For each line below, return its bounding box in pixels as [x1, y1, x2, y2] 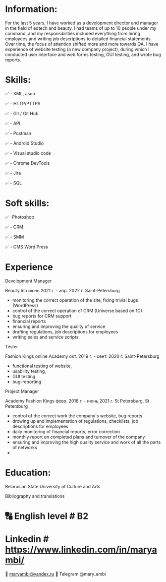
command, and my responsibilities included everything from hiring [5, 30, 140, 36]
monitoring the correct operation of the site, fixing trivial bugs [12, 297, 138, 303]
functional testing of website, [12, 363, 72, 369]
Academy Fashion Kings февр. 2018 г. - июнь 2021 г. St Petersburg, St [5, 398, 150, 404]
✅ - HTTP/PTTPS [5, 100, 41, 106]
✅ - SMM [5, 234, 24, 240]
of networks [12, 444, 37, 450]
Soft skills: [5, 197, 50, 209]
